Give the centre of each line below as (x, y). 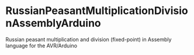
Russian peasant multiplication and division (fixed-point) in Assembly (89, 39)
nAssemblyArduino (53, 23)
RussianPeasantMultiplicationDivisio (97, 11)
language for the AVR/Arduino (41, 46)
